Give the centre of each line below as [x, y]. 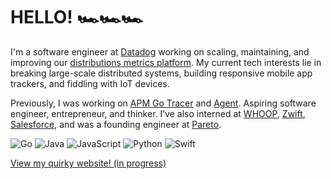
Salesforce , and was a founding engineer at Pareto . [116, 124]
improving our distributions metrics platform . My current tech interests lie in [166, 62]
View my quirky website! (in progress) [88, 163]
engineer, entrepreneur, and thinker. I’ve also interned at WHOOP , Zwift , [158, 113]
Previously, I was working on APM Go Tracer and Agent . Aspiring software [163, 103]
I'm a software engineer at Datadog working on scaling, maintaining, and [160, 51]
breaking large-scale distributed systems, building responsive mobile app [161, 73]
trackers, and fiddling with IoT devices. [90, 83]
